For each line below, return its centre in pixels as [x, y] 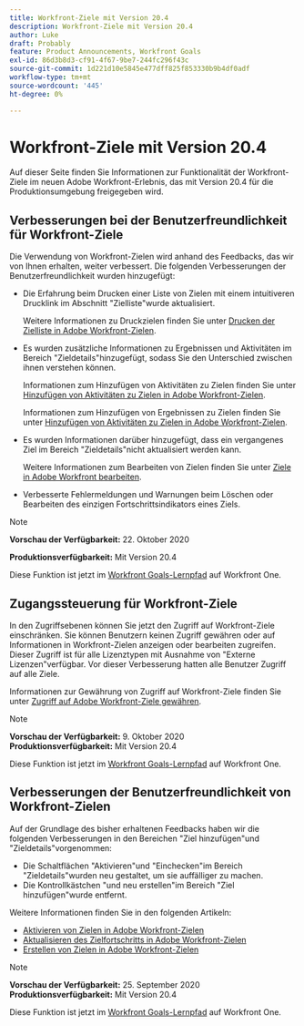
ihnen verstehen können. [69, 368]
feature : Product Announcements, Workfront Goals [106, 52]
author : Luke [34, 35]
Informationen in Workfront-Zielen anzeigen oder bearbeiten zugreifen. [142, 645]
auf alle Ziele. [35, 674]
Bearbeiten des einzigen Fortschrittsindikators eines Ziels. [132, 504]
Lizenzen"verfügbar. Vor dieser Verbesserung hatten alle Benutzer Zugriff [148, 664]
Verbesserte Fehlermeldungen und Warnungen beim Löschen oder [148, 495]
